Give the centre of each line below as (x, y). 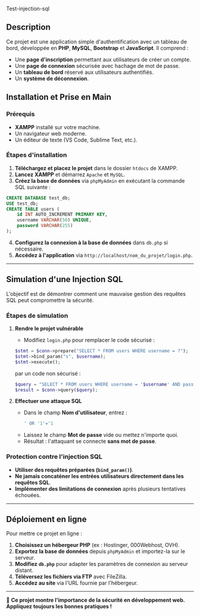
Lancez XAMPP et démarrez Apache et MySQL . (70, 174)
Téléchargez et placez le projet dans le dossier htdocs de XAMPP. (96, 168)
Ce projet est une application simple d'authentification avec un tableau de (97, 42)
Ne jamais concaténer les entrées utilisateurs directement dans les (99, 476)
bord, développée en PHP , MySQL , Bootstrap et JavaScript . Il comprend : (97, 48)
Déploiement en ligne (46, 519)
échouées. (28, 495)
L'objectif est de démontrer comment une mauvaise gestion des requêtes (96, 293)
